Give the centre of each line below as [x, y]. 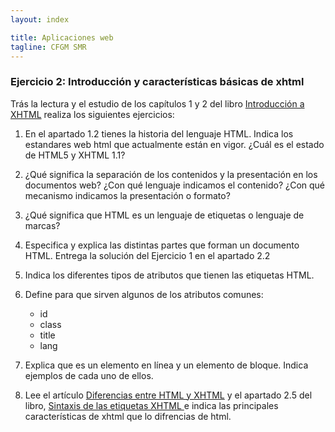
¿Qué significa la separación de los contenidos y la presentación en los [171, 174]
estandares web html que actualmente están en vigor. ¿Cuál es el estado [174, 144]
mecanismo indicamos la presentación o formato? [127, 195]
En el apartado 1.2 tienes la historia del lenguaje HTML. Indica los [159, 133]
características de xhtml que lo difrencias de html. [128, 416]
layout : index [40, 19]
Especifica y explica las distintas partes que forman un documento [162, 245]
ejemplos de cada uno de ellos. [89, 375]
